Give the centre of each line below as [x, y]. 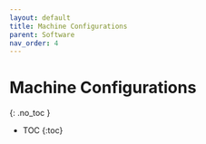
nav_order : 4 [34, 43]
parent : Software [42, 34]
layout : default [40, 18]
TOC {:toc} [43, 130]
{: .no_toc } [30, 113]
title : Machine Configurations [69, 26]
